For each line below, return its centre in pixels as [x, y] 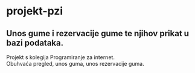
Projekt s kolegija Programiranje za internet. [60, 57]
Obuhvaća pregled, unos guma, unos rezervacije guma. [75, 64]
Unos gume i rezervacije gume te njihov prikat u [97, 33]
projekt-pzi [35, 11]
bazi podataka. [35, 43]
